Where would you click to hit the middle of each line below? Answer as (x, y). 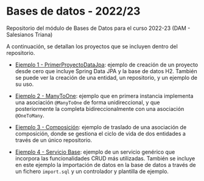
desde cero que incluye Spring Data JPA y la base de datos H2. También (106, 71)
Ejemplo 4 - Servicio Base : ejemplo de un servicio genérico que (95, 152)
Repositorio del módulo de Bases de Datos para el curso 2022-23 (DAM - (98, 28)
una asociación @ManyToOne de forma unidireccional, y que (87, 102)
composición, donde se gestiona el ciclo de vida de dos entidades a (100, 133)
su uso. (24, 84)
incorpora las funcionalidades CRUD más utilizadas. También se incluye (105, 158)
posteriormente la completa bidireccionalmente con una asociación (100, 108)
